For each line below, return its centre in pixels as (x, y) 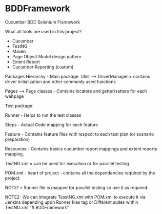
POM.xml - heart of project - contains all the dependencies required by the (80, 173)
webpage (15, 96)
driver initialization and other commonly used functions (61, 82)
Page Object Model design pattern (47, 56)
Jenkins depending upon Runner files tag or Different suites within (71, 202)
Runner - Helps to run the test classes (43, 115)
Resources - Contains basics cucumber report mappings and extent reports (81, 149)
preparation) (18, 139)
